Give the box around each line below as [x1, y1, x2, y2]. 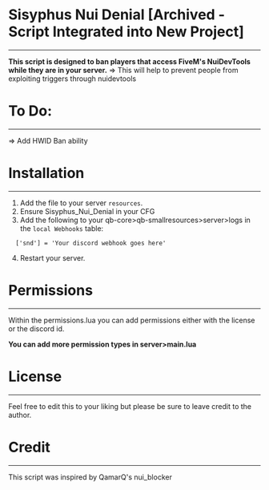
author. [8, 410, 32, 419]
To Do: [8, 102, 53, 120]
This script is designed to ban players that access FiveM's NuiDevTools [8, 56, 251, 66]
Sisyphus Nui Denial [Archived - [8, 6, 226, 24]
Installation [8, 164, 85, 182]
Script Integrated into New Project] [8, 22, 244, 41]
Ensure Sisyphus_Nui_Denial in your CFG [19, 206, 155, 216]
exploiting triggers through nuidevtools [8, 74, 137, 83]
